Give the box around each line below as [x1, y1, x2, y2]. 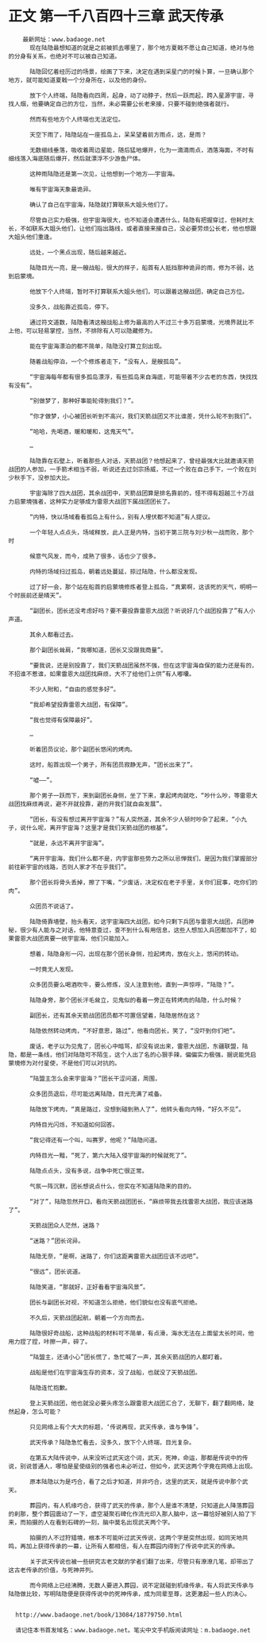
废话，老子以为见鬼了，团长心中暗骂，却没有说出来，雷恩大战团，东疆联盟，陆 [29, 1042, 249, 1050]
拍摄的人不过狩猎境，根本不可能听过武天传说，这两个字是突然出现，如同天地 [29, 1534, 243, 1542]
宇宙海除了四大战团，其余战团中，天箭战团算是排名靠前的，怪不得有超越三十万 [29, 489, 249, 497]
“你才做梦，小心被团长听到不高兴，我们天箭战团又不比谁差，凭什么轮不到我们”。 [29, 412, 256, 420]
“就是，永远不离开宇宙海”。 [29, 839, 108, 847]
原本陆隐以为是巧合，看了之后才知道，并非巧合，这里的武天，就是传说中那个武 [29, 1478, 249, 1486]
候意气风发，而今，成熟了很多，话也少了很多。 [29, 552, 160, 560]
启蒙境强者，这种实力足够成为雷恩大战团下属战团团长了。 [13, 497, 174, 505]
